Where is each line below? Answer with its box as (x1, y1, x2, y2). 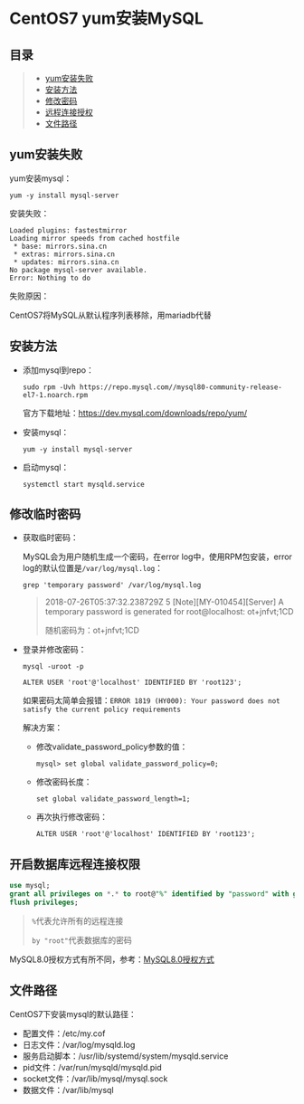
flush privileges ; (9, 898, 79, 907)
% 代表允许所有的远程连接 (31, 915, 124, 926)
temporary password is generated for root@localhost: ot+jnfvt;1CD (44, 606, 294, 617)
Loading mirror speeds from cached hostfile (9, 233, 180, 243)
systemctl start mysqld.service (22, 480, 145, 489)
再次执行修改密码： (35, 812, 109, 823)
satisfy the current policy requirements (22, 705, 181, 715)
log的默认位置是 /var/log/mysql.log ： (22, 563, 164, 574)
